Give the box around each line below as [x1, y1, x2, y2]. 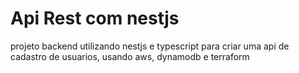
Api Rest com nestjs [10, 7, 180, 30]
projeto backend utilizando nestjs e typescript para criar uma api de [10, 40, 290, 52]
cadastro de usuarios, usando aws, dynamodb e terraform [10, 50, 250, 62]
